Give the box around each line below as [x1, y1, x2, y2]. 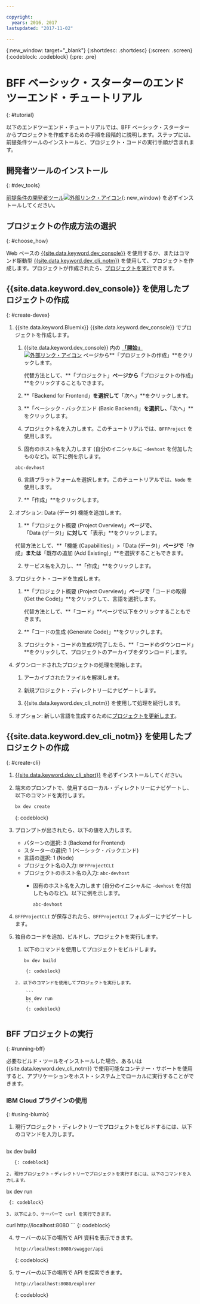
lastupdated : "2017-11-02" [6, 25, 73, 31]
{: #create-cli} [6, 759, 41, 766]
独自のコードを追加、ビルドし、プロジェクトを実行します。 [14, 933, 161, 940]
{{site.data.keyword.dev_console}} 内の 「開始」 [23, 344, 143, 351]
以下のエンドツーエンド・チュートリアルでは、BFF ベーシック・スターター [6, 124, 190, 131]
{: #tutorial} [6, 112, 35, 119]
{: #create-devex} [6, 311, 50, 319]
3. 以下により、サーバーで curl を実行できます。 [6, 1211, 114, 1217]
